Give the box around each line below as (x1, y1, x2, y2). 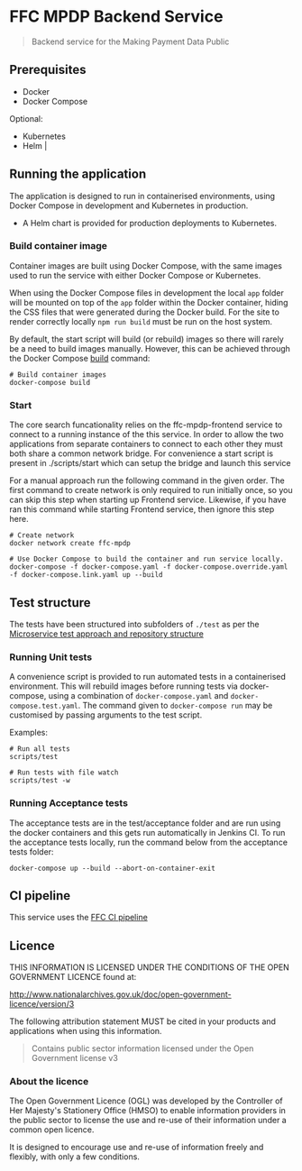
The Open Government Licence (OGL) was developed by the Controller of (9, 1095, 284, 1106)
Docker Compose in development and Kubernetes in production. (9, 200, 249, 211)
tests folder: (9, 846, 54, 857)
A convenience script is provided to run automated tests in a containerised (9, 672, 287, 682)
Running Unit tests (9, 651, 93, 663)
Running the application (9, 167, 147, 182)
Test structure (9, 595, 92, 610)
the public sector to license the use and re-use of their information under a (9, 1115, 287, 1126)
